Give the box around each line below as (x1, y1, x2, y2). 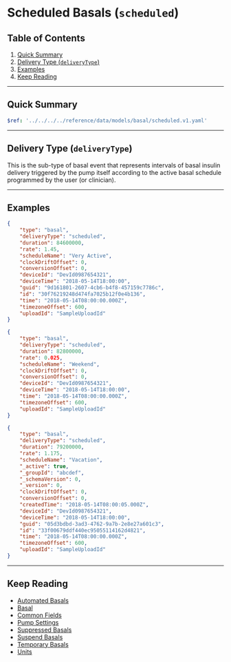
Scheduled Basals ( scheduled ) (7, 5, 179, 21)
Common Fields (16, 611, 62, 619)
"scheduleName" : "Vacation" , (19, 456, 103, 463)
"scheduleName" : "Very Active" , (19, 252, 112, 259)
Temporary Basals (16, 640, 69, 648)
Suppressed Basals (16, 625, 72, 634)
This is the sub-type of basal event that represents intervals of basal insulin (7, 161, 221, 169)
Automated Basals (16, 596, 69, 604)
